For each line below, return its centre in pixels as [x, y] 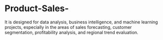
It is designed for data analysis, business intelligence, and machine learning [81, 22]
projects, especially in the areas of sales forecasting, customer [68, 27]
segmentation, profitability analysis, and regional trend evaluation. [71, 32]
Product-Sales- [37, 9]
